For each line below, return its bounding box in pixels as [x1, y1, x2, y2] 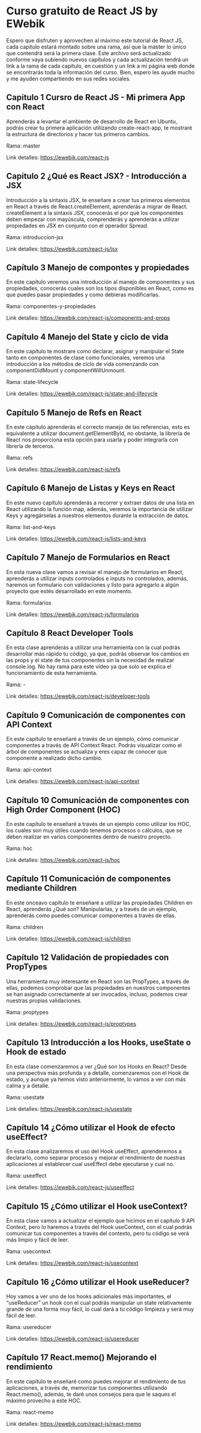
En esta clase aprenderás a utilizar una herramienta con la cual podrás [6, 644, 181, 651]
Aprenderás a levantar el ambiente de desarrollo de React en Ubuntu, [6, 118, 178, 125]
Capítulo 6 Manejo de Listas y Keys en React [6, 483, 175, 493]
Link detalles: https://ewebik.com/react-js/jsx [6, 245, 118, 253]
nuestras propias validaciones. [6, 997, 82, 1004]
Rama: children [6, 923, 43, 930]
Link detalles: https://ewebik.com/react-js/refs [6, 466, 121, 473]
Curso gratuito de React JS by [6, 4, 158, 18]
